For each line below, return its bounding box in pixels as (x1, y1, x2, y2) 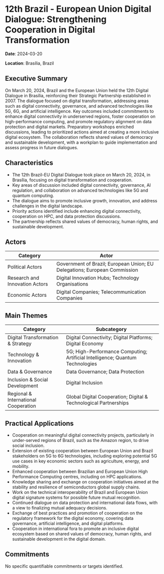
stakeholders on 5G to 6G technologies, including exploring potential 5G (12, 453, 157, 459)
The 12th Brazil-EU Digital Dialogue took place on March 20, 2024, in (12, 172, 150, 177)
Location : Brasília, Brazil (5, 60, 54, 66)
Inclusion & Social (7, 376, 48, 383)
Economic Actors (7, 292, 47, 299)
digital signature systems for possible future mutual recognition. (12, 495, 141, 500)
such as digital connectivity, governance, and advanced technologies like (5, 103, 153, 109)
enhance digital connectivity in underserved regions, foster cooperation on (5, 113, 156, 119)
